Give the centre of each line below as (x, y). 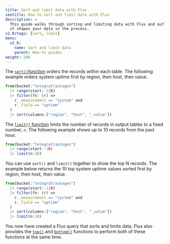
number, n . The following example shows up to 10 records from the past (80, 129)
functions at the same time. (34, 237)
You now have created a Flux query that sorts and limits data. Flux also (79, 226)
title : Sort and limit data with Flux (46, 10)
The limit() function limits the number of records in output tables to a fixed (84, 124)
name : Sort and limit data (43, 48)
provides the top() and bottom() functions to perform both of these (75, 232)
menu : (11, 39)
